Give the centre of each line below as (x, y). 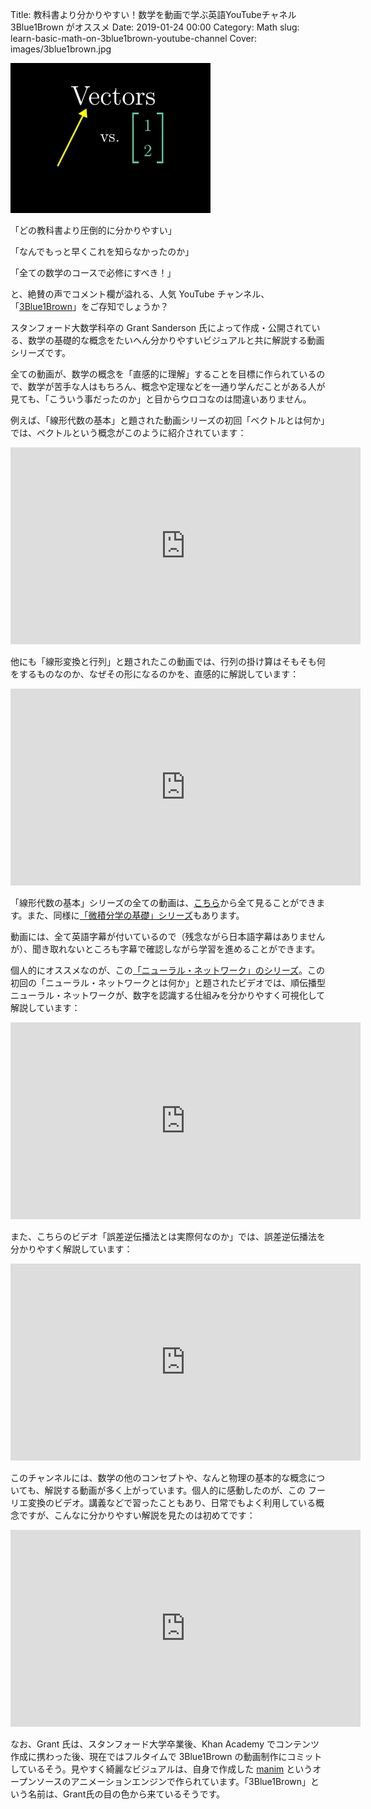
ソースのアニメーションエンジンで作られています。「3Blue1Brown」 (174, 1781)
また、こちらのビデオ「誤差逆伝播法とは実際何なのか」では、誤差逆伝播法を (168, 1236)
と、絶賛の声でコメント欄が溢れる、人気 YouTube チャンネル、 (140, 294)
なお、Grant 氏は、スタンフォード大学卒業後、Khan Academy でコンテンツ (165, 1744)
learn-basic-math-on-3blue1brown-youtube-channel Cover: (133, 38)
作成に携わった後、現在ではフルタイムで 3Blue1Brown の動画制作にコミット (166, 1756)
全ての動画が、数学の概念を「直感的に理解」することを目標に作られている (163, 374)
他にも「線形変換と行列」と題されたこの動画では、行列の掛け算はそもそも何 (168, 661)
